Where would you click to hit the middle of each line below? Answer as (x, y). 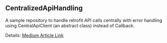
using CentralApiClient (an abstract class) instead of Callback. (70, 25)
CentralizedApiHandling (44, 8)
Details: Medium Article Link (35, 35)
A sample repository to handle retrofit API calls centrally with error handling (84, 20)
